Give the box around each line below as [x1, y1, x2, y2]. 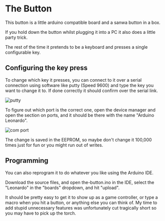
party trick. [5, 34, 28, 40]
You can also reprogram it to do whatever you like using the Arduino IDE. [5, 170, 154, 176]
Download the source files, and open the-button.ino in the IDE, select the [5, 179, 155, 185]
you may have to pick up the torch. [5, 210, 76, 216]
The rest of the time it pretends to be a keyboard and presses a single [5, 44, 148, 50]
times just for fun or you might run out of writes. [5, 142, 103, 148]
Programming [5, 156, 49, 165]
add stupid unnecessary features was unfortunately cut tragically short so [5, 205, 157, 211]
